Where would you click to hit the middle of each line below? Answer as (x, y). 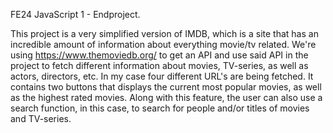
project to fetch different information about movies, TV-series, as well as (159, 65)
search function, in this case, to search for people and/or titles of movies (160, 108)
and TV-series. (41, 118)
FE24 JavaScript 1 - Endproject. (75, 14)
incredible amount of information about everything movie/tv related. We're (163, 44)
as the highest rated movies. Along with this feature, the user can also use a (166, 97)
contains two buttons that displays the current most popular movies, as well (166, 87)
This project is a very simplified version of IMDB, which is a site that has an (164, 33)
